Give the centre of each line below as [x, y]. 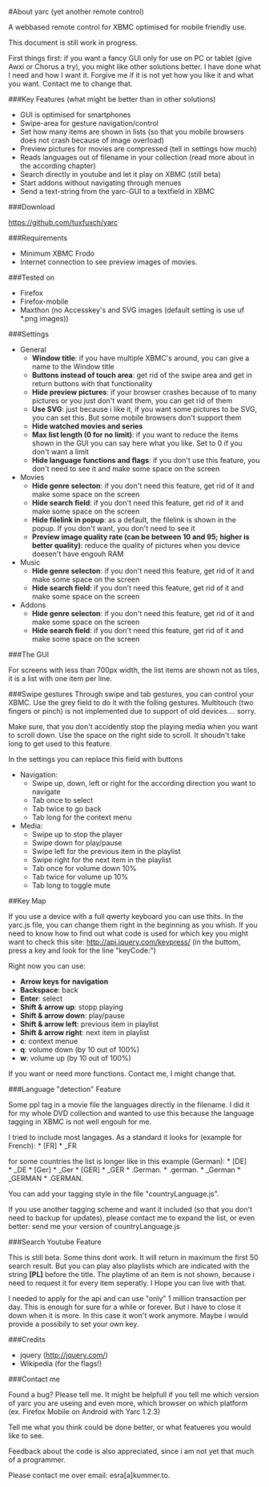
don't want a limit [60, 451]
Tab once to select [62, 800]
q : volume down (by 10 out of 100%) [80, 1050]
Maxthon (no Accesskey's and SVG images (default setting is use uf [132, 310]
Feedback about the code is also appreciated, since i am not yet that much [131, 1451]
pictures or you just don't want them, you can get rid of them [132, 401]
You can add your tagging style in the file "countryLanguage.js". [114, 1194]
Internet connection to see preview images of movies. [108, 262]
